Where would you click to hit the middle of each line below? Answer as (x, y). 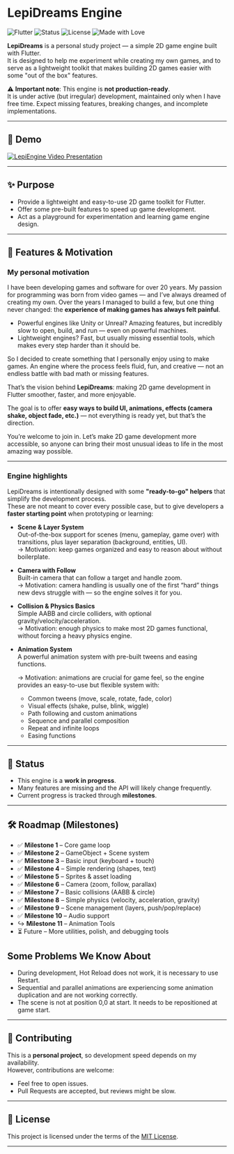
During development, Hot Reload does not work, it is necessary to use (118, 973)
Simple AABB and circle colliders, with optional (84, 613)
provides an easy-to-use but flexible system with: (88, 684)
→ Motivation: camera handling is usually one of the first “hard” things (118, 585)
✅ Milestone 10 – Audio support (63, 916)
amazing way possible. (40, 451)
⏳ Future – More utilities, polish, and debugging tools (93, 931)
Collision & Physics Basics (56, 606)
